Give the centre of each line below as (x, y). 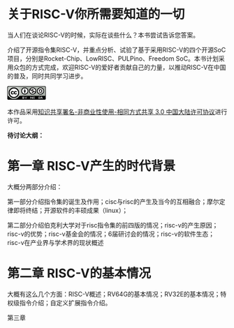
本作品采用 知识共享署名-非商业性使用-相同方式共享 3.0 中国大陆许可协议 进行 (117, 112)
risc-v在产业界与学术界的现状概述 (56, 242)
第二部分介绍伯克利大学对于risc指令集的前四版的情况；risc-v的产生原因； (113, 225)
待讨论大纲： (25, 135)
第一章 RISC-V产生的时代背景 (92, 166)
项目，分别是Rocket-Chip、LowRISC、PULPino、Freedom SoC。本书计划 (113, 58)
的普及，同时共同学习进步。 (47, 76)
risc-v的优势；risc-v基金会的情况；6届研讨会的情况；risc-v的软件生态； (111, 234)
